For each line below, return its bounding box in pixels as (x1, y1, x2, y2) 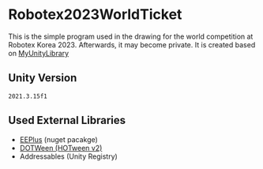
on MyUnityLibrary (8, 48, 70, 58)
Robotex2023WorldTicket (8, 6, 182, 24)
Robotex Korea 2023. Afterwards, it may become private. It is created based (8, 39, 256, 49)
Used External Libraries (8, 114, 126, 127)
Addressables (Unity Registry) (19, 152, 118, 161)
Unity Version (8, 71, 77, 84)
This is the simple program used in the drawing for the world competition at (8, 32, 254, 41)
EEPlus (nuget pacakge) (19, 134, 99, 144)
